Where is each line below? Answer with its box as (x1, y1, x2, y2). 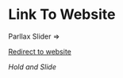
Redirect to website (8, 46, 71, 56)
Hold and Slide (8, 61, 57, 72)
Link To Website (8, 6, 116, 24)
